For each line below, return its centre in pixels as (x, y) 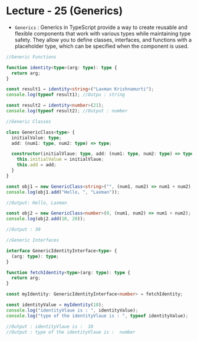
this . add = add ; (37, 165)
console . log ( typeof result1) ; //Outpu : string (66, 95)
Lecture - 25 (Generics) (65, 11)
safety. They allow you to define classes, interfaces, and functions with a (103, 40)
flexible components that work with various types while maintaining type (103, 33)
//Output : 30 (24, 230)
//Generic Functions (32, 57)
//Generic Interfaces (33, 241)
